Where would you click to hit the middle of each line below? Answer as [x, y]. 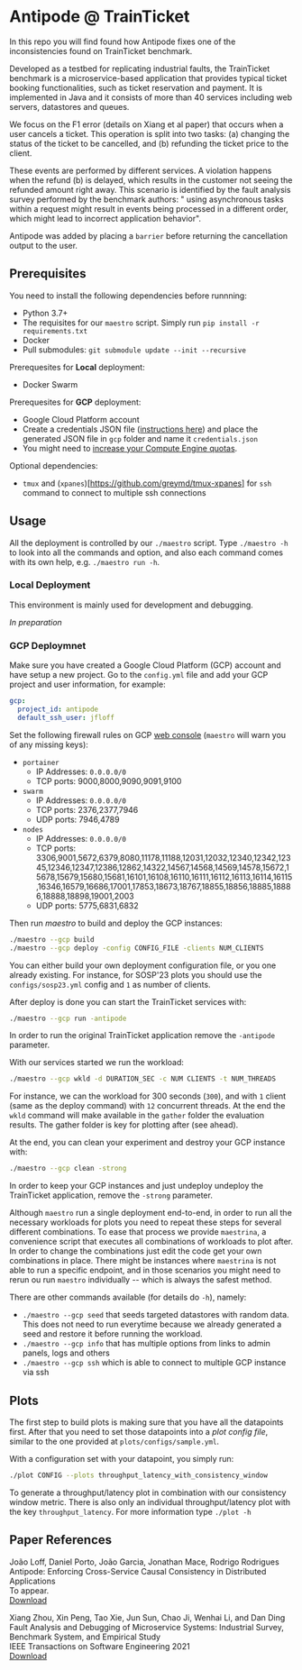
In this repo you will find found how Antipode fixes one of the [123, 41]
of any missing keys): [49, 744]
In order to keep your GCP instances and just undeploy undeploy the [137, 1186]
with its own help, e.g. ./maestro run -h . [85, 561]
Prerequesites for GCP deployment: [75, 402]
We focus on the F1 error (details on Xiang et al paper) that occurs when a [146, 124]
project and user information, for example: [87, 684]
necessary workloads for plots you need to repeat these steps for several [146, 1222]
